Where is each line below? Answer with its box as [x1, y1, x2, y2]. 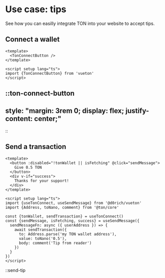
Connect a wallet [5, 35, 60, 44]
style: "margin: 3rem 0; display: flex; [5, 106, 124, 115]
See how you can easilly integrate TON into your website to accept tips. [5, 20, 155, 26]
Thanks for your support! [14, 178, 70, 183]
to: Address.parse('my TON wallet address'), [18, 231, 117, 237]
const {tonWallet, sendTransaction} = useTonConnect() [5, 213, 124, 219]
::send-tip [5, 267, 26, 273]
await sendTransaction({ [14, 227, 67, 232]
